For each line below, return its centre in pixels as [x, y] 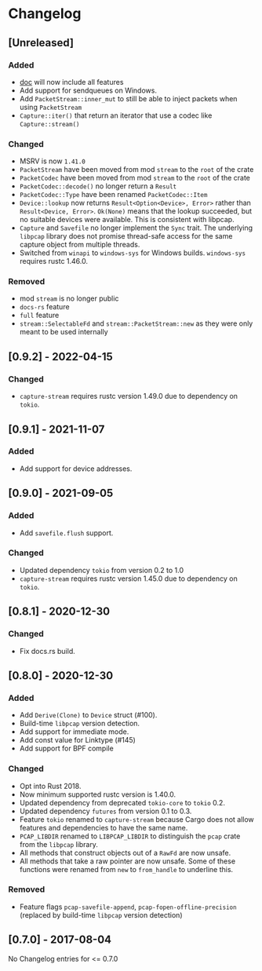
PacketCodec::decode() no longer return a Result [98, 186]
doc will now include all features [71, 82]
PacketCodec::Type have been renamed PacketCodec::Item [113, 195]
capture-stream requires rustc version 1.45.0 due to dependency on [128, 579]
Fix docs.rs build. [47, 651]
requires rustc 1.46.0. [54, 261]
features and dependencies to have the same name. [104, 827]
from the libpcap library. [58, 844]
